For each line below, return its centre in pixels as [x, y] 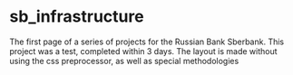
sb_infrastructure [77, 17]
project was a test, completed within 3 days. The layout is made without [144, 51]
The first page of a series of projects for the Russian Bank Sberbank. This [146, 42]
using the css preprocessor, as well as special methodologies [124, 61]
